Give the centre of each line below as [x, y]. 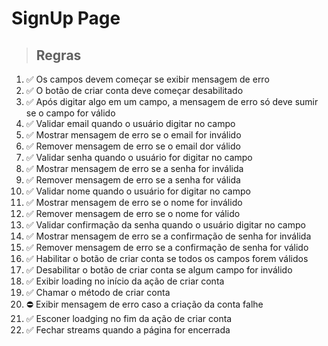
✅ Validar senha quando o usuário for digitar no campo [139, 157]
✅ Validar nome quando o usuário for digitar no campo [138, 191]
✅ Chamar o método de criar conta [98, 292]
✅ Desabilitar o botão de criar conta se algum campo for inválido [159, 270]
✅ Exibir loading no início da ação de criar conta [125, 281]
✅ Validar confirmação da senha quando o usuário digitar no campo [165, 225]
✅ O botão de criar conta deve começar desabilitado [134, 90]
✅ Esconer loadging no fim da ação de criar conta [129, 318]
